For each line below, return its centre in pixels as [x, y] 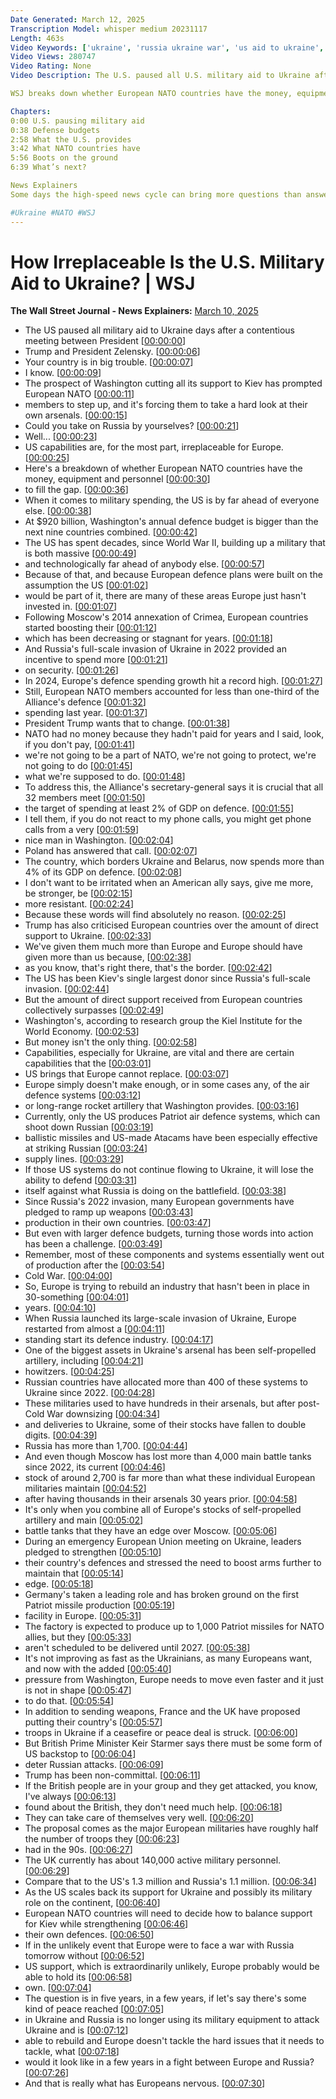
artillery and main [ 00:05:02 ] [84, 1520]
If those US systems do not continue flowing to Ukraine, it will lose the [169, 1170]
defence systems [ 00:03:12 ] [83, 1095]
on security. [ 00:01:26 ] [71, 670]
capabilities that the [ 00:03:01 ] [88, 1063]
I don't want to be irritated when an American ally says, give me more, [169, 883]
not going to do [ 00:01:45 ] [78, 766]
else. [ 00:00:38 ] [58, 511]
